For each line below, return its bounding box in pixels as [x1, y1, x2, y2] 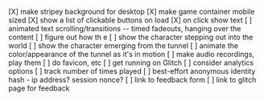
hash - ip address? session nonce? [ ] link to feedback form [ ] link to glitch [8, 75, 257, 84]
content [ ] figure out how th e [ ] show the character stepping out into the [8, 32, 254, 42]
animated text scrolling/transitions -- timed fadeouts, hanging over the [8, 24, 241, 33]
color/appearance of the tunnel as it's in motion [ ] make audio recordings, [8, 50, 255, 59]
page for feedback [8, 83, 70, 93]
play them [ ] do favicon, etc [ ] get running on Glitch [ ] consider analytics [8, 58, 254, 67]
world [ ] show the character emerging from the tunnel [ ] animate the [8, 41, 239, 50]
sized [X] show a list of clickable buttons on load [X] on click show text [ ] [8, 15, 252, 25]
